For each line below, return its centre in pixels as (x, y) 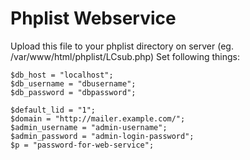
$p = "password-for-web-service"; (82, 145)
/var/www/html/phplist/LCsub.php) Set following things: (125, 56)
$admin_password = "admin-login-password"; (102, 136)
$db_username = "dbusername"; (73, 83)
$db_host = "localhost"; (62, 75)
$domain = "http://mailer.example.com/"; (98, 118)
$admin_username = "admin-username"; (89, 127)
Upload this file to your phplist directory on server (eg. (122, 46)
